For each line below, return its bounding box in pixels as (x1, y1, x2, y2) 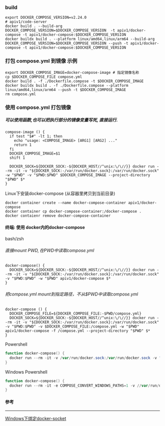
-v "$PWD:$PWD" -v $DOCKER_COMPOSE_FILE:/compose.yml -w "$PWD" (5, 324, 139, 329)
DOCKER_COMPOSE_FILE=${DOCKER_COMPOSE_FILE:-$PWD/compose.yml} (9, 311, 141, 316)
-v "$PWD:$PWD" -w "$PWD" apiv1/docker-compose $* (5, 276, 111, 281)
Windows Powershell (5, 369, 48, 375)
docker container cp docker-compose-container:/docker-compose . (5, 209, 141, 214)
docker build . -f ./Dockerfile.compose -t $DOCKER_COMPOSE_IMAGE (5, 78, 144, 84)
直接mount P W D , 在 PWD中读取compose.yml (5, 248, 94, 254)
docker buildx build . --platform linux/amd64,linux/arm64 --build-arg (5, 36, 155, 42)
